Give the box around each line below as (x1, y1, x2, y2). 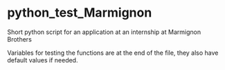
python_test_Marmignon (7, 5, 152, 21)
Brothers (7, 35, 33, 43)
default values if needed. (7, 55, 78, 64)
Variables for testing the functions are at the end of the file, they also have (7, 49, 219, 57)
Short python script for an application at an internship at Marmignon (7, 28, 201, 36)
